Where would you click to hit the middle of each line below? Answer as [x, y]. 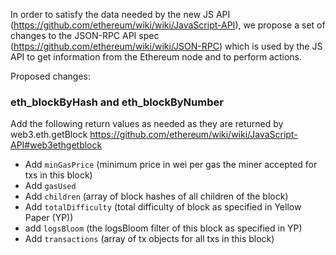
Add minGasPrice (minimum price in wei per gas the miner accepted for [171, 165]
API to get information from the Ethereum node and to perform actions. [156, 57]
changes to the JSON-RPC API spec [85, 35]
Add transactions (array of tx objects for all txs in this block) [149, 239]
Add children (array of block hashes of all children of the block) [156, 196]
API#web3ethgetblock [56, 145]
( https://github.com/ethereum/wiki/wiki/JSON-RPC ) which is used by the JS [166, 46]
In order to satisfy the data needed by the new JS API [120, 14]
